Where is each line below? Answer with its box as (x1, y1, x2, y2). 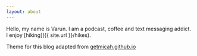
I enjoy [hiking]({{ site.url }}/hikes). (6, 31, 91, 39)
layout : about (6, 8, 42, 15)
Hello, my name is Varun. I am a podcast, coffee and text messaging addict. (6, 25, 192, 32)
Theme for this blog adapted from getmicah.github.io (6, 43, 136, 50)
